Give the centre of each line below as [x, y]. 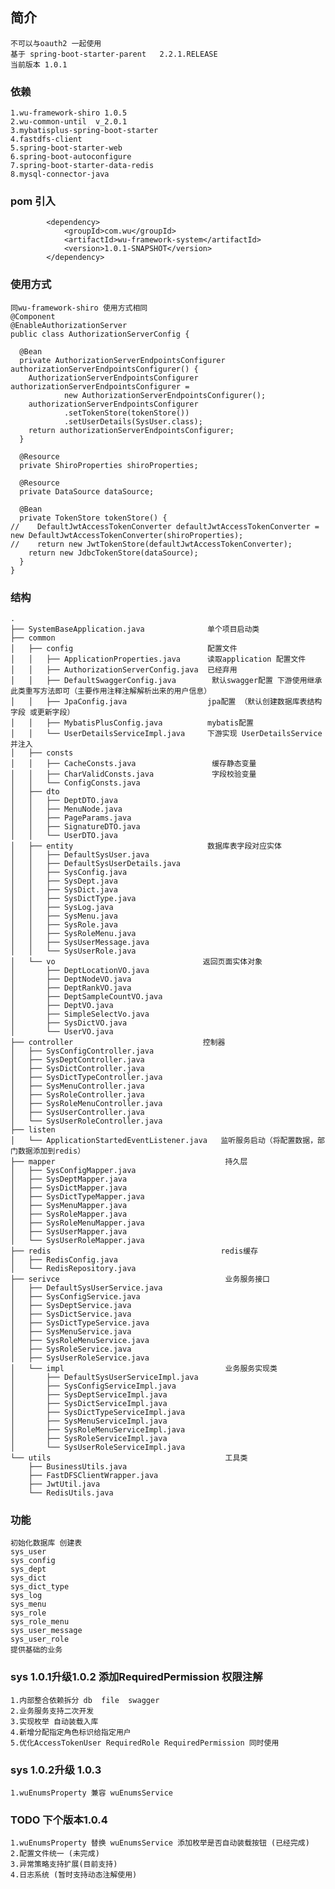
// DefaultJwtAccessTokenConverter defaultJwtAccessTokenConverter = [165, 526]
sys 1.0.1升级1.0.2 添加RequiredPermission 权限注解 [136, 1677]
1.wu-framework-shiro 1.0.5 [69, 113]
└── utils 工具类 [129, 1458]
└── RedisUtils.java [71, 1493]
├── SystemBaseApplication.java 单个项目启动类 [135, 629]
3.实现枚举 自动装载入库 [54, 1721]
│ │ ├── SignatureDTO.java [75, 827]
